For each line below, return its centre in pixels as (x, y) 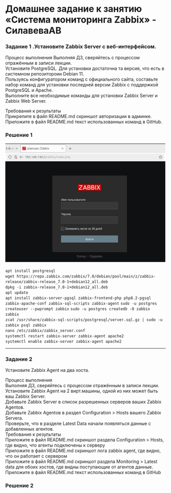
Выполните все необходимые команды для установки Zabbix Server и (81, 96)
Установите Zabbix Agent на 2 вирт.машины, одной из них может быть (82, 391)
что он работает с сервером (36, 456)
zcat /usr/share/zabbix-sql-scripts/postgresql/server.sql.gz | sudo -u (84, 320)
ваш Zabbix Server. (25, 396)
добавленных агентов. (30, 429)
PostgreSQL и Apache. (29, 90)
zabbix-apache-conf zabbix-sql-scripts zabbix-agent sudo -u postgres (81, 304)
